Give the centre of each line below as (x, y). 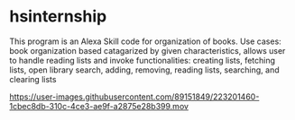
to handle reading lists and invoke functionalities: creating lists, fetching (143, 60)
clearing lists (33, 79)
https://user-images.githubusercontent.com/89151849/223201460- (134, 97)
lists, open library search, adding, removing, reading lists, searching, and (144, 70)
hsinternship (58, 17)
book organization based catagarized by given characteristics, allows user (147, 50)
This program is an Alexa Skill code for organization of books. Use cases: (145, 41)
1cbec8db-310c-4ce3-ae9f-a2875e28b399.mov (99, 106)
